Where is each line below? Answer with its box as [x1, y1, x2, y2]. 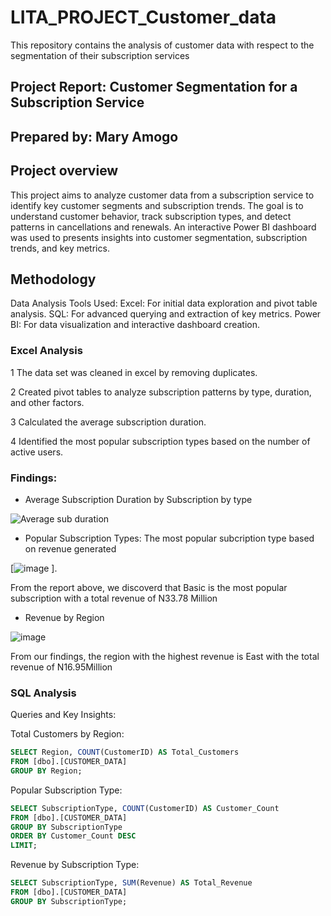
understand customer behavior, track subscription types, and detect [10, 210, 292, 222]
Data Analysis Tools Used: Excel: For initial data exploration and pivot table [10, 297, 318, 310]
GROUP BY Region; [10, 766, 83, 776]
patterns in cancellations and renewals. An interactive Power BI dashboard [10, 221, 317, 233]
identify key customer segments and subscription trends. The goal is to [10, 199, 304, 211]
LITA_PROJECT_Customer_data [10, 6, 277, 29]
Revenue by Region [24, 611, 105, 623]
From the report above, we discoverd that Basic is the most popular [10, 581, 288, 593]
